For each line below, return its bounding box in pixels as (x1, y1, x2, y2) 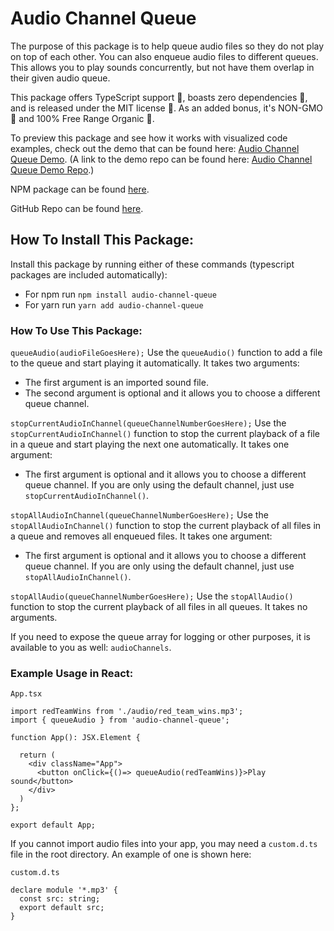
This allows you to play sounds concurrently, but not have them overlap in (10, 61, 315, 73)
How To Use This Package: (10, 323, 143, 337)
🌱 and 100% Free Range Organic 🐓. (10, 112, 155, 124)
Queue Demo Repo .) (10, 163, 95, 176)
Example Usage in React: (10, 666, 134, 680)
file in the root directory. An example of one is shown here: (10, 848, 252, 861)
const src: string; (19, 894, 101, 904)
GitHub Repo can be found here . (10, 202, 144, 214)
